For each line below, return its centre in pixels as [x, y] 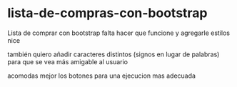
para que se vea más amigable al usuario [68, 61]
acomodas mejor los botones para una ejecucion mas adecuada [102, 76]
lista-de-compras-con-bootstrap [108, 13]
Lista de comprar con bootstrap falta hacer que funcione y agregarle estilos [119, 33]
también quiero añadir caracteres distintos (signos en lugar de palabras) [114, 54]
